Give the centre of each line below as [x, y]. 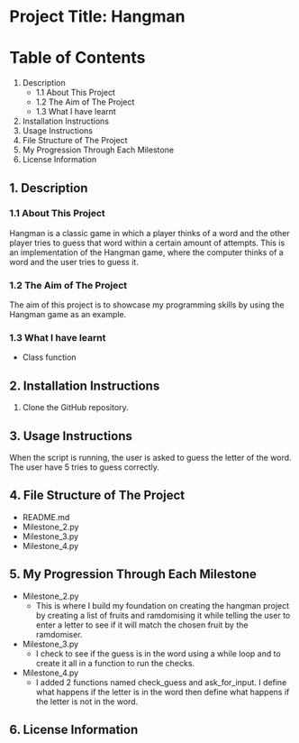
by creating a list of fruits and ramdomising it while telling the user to [163, 615]
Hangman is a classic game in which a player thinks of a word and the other [149, 233]
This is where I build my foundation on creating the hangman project [163, 605]
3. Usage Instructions [71, 436]
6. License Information [74, 730]
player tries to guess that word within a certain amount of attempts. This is [147, 243]
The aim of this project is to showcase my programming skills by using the [147, 305]
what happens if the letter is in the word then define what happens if [163, 692]
